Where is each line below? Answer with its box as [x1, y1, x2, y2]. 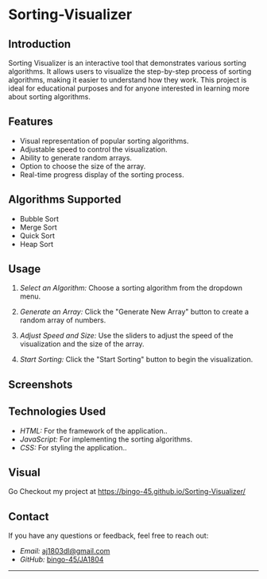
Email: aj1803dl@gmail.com [19, 546, 110, 556]
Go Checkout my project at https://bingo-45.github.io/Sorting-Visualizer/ [8, 487, 246, 496]
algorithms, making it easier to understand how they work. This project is [8, 75, 247, 84]
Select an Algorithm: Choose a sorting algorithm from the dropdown [19, 284, 243, 293]
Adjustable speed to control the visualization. [19, 145, 168, 154]
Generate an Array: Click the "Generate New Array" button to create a [19, 307, 249, 317]
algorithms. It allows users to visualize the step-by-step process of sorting [8, 67, 252, 76]
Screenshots [8, 377, 73, 391]
